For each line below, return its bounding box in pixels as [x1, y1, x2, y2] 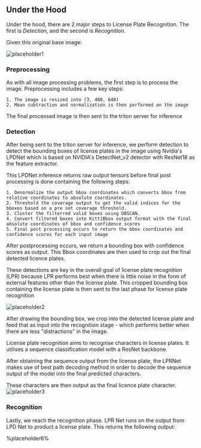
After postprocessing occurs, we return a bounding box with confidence [6, 242, 184, 249]
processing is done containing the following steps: [6, 178, 130, 185]
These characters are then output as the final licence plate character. [6, 382, 176, 389]
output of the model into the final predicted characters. [6, 370, 142, 377]
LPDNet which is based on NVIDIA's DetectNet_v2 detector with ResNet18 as [6, 154, 195, 161]
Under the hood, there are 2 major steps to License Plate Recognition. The [6, 20, 190, 28]
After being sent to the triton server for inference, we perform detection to [6, 141, 189, 149]
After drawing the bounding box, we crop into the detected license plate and [6, 315, 194, 322]
